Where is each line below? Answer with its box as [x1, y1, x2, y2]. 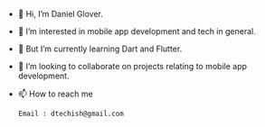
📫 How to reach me [17, 88, 93, 99]
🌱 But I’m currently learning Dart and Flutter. [17, 43, 183, 54]
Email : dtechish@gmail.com [17, 109, 124, 118]
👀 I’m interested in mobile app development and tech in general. [17, 26, 256, 36]
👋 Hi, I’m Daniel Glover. [17, 9, 104, 19]
